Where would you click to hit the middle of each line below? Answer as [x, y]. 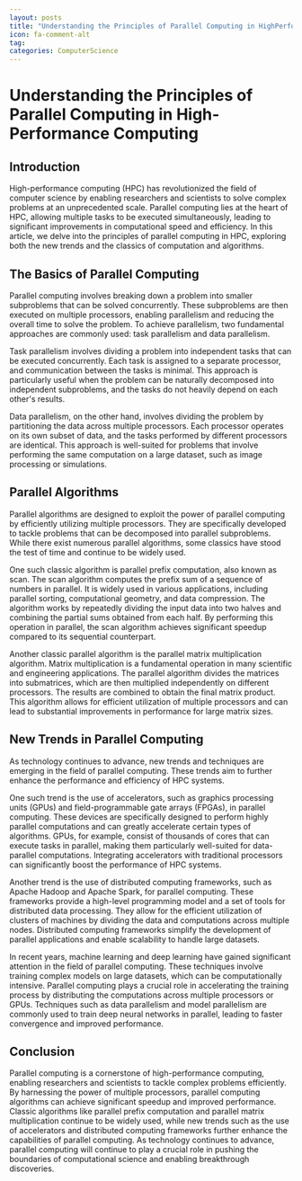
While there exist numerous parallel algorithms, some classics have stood [145, 542]
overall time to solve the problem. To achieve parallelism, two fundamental [147, 324]
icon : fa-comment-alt [50, 34]
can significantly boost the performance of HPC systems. [115, 865]
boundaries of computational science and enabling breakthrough [129, 1159]
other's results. [37, 399]
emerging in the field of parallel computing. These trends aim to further [141, 770]
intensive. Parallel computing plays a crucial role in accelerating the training [149, 985]
